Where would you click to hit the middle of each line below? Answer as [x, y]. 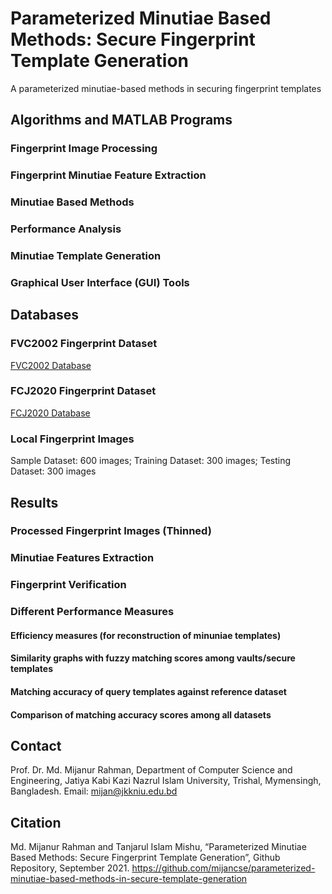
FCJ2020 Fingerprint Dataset [83, 391]
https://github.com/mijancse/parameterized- [223, 868]
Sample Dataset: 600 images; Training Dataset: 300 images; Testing [151, 461]
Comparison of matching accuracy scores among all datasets [141, 714]
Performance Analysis [66, 229]
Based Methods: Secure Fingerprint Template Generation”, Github [145, 858]
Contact [36, 745]
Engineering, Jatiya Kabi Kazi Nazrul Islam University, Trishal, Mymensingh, [166, 781]
